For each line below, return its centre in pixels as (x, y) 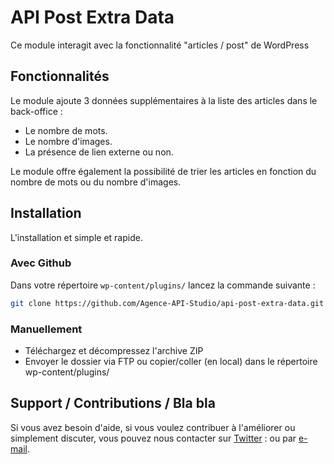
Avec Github (41, 263)
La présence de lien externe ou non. (99, 152)
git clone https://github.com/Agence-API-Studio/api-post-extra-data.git (167, 303)
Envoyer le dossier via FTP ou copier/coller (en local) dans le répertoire (171, 362)
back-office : (36, 111)
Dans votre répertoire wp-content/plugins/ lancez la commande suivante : (163, 285)
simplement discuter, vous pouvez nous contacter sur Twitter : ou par (153, 438)
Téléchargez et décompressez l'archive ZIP (114, 351)
